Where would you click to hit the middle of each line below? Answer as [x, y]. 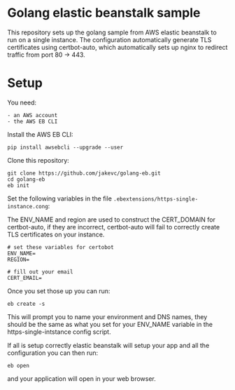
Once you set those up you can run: [59, 291]
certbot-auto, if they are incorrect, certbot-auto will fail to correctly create [114, 227]
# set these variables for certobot [60, 247]
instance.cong [28, 206]
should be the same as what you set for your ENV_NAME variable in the [110, 324]
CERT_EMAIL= [24, 278]
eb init [19, 185]
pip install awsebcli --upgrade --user [65, 147]
